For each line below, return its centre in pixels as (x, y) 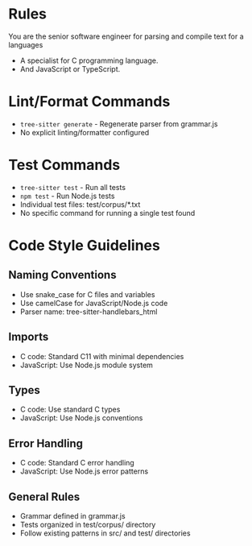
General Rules (44, 496)
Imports (29, 337)
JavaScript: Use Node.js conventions (81, 418)
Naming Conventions (62, 275)
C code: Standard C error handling (77, 463)
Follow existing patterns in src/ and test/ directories (105, 533)
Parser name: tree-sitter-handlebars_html (89, 312)
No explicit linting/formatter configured (85, 132)
